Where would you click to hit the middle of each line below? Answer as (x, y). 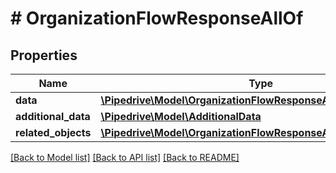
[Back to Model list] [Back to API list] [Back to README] (125, 157)
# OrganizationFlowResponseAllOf (157, 18)
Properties (44, 55)
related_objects (53, 132)
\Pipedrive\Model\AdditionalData (181, 116)
